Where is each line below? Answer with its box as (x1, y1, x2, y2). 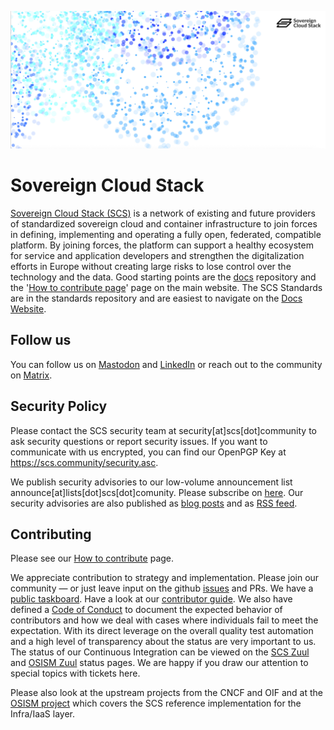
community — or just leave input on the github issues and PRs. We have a (10, 582, 314, 595)
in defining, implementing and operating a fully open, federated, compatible (10, 228, 322, 240)
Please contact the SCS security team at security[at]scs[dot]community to (10, 424, 317, 436)
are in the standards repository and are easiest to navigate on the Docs (10, 292, 303, 304)
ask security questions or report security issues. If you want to (10, 435, 268, 447)
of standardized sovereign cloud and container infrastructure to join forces (10, 217, 318, 230)
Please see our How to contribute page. (10, 552, 175, 565)
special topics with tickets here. (10, 667, 141, 680)
